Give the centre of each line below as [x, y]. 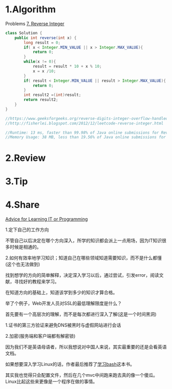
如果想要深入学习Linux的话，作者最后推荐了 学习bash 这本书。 [70, 364]
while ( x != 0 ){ [40, 62]
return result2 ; [41, 100]
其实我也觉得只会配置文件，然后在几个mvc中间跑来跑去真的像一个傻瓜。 [81, 375]
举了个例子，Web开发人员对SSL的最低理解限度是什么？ [63, 303]
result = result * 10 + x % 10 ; [67, 67]
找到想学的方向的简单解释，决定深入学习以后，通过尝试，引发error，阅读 [82, 275]
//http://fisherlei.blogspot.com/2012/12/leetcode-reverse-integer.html [84, 123]
